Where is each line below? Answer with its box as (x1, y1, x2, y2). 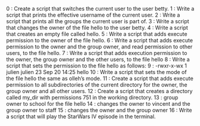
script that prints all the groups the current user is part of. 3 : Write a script (6, 18, 189, 24)
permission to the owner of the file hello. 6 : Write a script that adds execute (6, 37, 193, 44)
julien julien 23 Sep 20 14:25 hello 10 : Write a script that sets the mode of (6, 69, 187, 75)
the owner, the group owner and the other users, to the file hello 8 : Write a (6, 56, 190, 63)
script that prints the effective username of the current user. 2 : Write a (6, 11, 180, 19)
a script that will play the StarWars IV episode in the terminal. (6, 113, 156, 120)
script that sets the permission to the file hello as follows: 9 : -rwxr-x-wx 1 (6, 62, 187, 69)
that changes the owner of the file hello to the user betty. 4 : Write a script (6, 24, 188, 31)
